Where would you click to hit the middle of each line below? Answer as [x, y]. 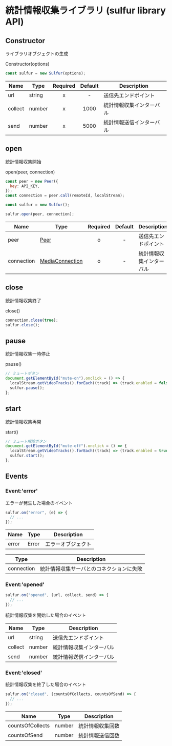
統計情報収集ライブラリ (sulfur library [86, 11]
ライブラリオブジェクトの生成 [37, 54]
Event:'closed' [24, 673]
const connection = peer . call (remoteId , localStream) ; [65, 195]
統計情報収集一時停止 [28, 354]
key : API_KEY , [25, 186]
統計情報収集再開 [23, 422]
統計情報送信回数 [99, 736]
